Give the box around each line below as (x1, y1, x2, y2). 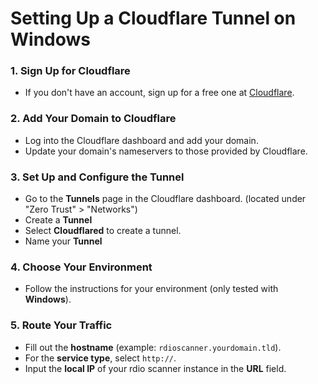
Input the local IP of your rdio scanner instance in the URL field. (24, 362, 287, 374)
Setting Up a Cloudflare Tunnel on (10, 7, 297, 30)
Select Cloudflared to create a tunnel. (24, 225, 182, 237)
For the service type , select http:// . (24, 352, 177, 364)
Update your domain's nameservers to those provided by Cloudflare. (24, 145, 308, 157)
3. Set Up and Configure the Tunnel (10, 170, 185, 184)
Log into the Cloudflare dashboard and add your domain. (24, 134, 259, 146)
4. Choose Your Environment (10, 260, 153, 274)
